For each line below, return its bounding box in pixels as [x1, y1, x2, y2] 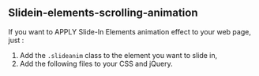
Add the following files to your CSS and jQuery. [19, 59, 174, 68]
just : [8, 35, 24, 45]
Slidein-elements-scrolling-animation [8, 6, 198, 20]
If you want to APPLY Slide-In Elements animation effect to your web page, [8, 27, 251, 36]
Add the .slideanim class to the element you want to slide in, [19, 50, 218, 60]
